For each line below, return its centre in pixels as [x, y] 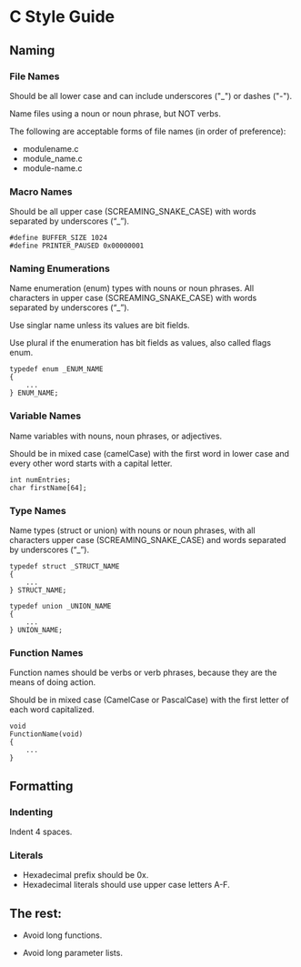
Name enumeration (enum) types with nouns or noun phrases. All [132, 288]
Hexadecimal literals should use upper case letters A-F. [126, 885]
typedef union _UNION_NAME [60, 607]
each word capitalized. [52, 710]
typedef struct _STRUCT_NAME [65, 567]
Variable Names [45, 416]
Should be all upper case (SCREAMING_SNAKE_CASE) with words [133, 212]
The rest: [35, 913]
